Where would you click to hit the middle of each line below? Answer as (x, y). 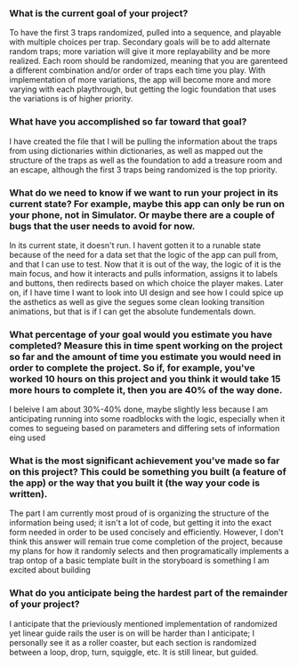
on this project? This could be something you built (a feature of (148, 472)
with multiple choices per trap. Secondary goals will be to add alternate (140, 42)
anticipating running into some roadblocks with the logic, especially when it (147, 419)
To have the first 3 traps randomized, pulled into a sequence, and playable (145, 33)
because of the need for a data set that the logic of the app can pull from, (144, 254)
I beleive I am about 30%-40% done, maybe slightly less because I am (139, 409)
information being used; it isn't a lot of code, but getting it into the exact (141, 523)
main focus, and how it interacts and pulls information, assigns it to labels (144, 273)
